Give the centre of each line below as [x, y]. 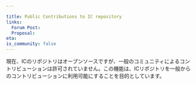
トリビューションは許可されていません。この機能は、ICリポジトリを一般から [98, 69]
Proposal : [23, 33]
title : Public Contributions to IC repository [64, 16]
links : [14, 22]
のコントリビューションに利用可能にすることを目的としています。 [86, 76]
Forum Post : [26, 28]
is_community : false [31, 44]
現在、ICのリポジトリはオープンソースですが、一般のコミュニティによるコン [98, 61]
